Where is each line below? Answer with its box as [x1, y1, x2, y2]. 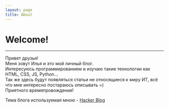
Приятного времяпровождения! [5, 87, 74, 93]
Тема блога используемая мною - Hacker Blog [5, 97, 106, 103]
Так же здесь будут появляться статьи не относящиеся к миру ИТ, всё [5, 77, 158, 83]
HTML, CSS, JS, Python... [5, 71, 58, 77]
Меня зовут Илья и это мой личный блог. [5, 61, 94, 67]
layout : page [5, 7, 33, 13]
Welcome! [5, 34, 49, 45]
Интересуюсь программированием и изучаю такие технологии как [5, 66, 151, 72]
